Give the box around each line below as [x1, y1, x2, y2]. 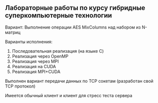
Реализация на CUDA [12, 63, 57, 69]
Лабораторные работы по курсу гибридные [5, 4, 145, 12]
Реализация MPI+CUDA [12, 69, 60, 74]
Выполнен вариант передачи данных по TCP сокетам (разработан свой [5, 78, 154, 84]
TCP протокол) [5, 83, 36, 89]
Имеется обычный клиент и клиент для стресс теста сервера [5, 92, 133, 98]
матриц [5, 29, 21, 35]
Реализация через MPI [12, 58, 59, 64]
